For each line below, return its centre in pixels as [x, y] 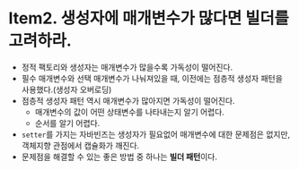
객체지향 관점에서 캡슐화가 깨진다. [80, 145]
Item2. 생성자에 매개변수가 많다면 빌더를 [149, 18]
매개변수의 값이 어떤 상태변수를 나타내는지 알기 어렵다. [130, 112]
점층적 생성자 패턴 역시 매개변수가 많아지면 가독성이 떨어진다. [128, 100]
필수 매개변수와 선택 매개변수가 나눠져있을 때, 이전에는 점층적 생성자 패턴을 [152, 78]
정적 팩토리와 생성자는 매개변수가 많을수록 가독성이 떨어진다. [127, 67]
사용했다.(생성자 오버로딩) [66, 89]
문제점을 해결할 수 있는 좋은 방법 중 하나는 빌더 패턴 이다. [119, 157]
